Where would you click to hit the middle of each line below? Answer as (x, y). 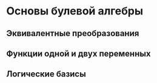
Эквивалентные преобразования (73, 33)
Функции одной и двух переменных (78, 53)
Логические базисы (46, 74)
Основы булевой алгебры (75, 11)
